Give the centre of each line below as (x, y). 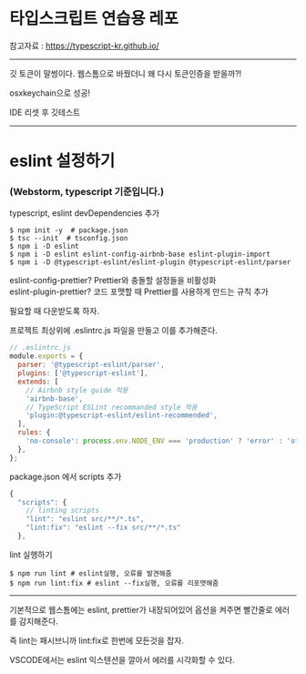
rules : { (34, 433)
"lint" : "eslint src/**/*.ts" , (85, 519)
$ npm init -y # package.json (69, 230)
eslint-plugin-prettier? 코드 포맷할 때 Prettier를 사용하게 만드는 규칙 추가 (139, 291)
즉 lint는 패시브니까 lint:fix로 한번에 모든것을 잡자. (97, 640)
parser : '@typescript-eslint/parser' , (92, 365)
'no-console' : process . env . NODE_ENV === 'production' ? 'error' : (154, 441)
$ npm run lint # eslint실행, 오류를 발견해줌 (91, 573)
